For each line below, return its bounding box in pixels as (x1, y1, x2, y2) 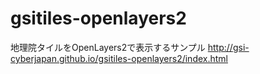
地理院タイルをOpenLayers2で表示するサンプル (10, 41, 206, 53)
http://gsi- (207, 41, 250, 53)
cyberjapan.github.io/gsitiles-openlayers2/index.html (10, 52, 228, 64)
